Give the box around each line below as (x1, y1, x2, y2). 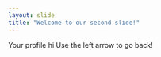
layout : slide (8, 11, 56, 20)
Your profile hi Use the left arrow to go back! (8, 40, 153, 49)
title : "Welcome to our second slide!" (8, 19, 140, 27)
